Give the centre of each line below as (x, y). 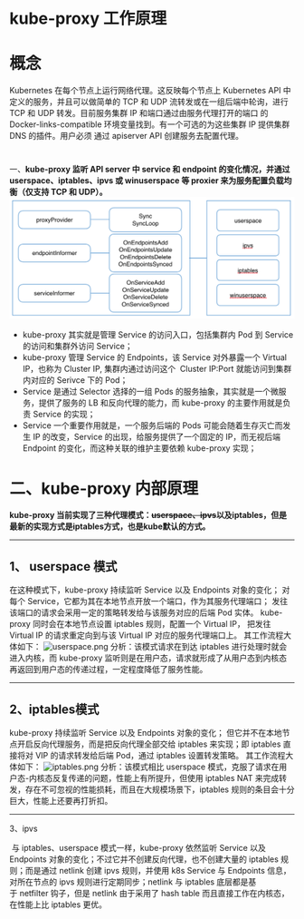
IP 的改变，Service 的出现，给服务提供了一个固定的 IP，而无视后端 (157, 437)
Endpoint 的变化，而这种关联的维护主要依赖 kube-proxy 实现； (139, 448)
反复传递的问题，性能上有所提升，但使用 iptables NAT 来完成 (166, 777)
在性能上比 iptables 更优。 (58, 904)
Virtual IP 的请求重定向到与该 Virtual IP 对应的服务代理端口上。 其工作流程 (147, 635)
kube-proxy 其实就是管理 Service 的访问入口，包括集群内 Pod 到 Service (158, 335)
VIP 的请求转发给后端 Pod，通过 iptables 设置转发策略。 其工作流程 (160, 755)
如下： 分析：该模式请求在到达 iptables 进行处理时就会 (152, 647)
